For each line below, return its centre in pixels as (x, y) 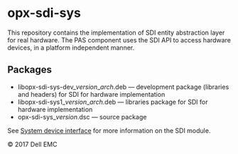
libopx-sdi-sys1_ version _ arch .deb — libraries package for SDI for (113, 102)
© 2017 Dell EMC (32, 144)
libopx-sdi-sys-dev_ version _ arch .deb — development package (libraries (123, 87)
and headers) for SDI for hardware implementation (91, 94)
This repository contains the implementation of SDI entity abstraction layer (116, 32)
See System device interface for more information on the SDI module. (109, 130)
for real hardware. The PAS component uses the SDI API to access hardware (119, 40)
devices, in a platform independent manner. (71, 47)
